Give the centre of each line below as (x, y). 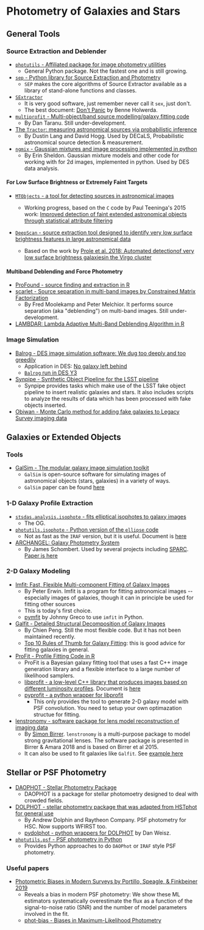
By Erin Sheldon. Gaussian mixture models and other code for (102, 155)
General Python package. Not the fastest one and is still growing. (106, 71)
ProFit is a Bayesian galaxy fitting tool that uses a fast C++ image (106, 662)
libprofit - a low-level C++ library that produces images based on (106, 682)
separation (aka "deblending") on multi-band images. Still (96, 311)
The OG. (35, 523)
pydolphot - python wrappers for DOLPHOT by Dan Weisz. (98, 833)
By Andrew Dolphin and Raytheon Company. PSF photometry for (105, 819)
